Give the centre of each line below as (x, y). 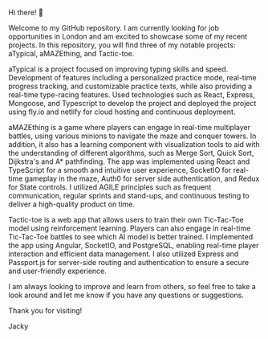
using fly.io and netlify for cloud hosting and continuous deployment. (122, 112)
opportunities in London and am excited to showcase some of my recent (128, 37)
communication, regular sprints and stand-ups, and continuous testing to (129, 196)
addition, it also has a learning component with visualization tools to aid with (134, 144)
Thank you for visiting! (45, 310)
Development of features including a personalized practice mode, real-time (132, 78)
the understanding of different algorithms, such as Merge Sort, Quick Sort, (131, 153)
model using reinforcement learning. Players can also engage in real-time (130, 228)
